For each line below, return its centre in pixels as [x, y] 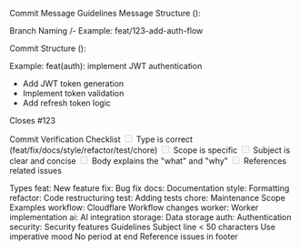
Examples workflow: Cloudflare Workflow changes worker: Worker [134, 207]
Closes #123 [33, 120]
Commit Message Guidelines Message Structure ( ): [105, 13]
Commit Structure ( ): [48, 48]
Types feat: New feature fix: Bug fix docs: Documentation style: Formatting [150, 188]
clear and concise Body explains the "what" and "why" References [148, 161]
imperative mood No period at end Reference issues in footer [124, 236]
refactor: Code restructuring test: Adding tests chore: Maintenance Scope [148, 198]
